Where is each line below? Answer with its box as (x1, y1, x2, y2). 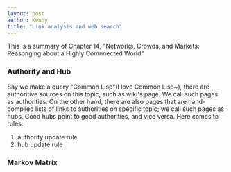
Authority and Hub (7, 67, 71, 76)
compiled (7, 105, 34, 113)
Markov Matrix (7, 157, 58, 167)
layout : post (7, 10, 45, 17)
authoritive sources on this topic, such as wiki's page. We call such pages (7, 89, 219, 98)
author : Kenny (7, 17, 49, 24)
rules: (7, 119, 24, 128)
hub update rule (17, 140, 63, 148)
